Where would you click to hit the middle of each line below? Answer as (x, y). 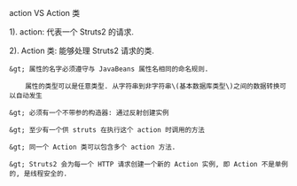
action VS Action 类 (45, 13)
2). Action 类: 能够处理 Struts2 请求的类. (82, 50)
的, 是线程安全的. (39, 174)
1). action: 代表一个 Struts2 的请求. (72, 32)
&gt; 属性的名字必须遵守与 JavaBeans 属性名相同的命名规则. (109, 69)
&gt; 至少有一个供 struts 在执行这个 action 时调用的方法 (107, 130)
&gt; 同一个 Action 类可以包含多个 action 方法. (93, 147)
